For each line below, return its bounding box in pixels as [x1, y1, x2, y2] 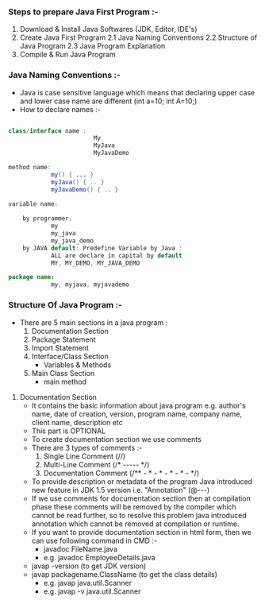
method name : [8, 164, 52, 172]
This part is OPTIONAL [31, 426, 106, 436]
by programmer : [22, 215, 73, 223]
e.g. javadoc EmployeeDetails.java [43, 552, 156, 562]
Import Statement [31, 343, 89, 352]
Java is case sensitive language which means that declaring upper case [19, 87, 255, 97]
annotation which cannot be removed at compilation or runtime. [31, 519, 240, 528]
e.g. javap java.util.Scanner [43, 578, 132, 587]
